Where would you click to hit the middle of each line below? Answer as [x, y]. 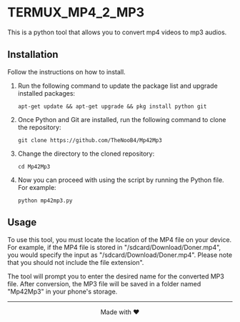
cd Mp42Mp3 [34, 166]
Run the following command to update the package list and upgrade [117, 86]
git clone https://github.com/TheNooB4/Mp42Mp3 [90, 140]
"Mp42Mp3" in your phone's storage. [62, 291]
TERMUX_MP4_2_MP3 [76, 12]
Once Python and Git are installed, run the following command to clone [122, 119]
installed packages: [46, 93]
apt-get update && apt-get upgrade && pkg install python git [112, 106]
